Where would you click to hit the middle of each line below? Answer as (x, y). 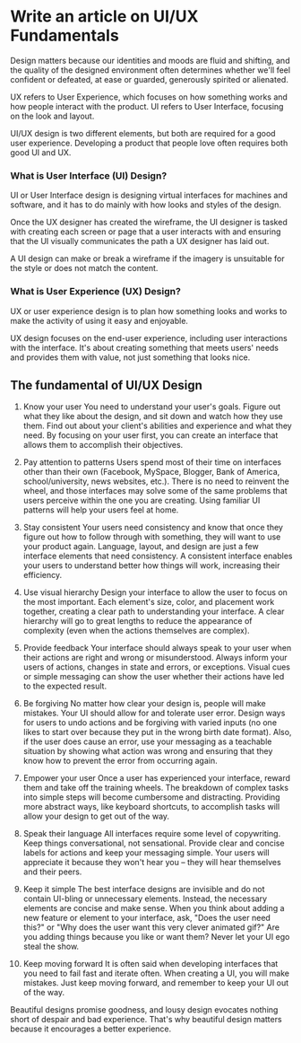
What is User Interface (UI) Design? (89, 175)
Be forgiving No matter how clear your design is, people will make (145, 704)
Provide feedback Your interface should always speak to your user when (157, 648)
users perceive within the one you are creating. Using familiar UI (142, 501)
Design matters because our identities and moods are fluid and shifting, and (150, 60)
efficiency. (42, 575)
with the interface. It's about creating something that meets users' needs (145, 347)
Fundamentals (64, 35)
